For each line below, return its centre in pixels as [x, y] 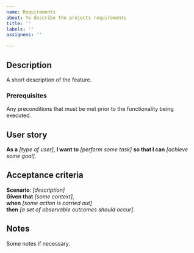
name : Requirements [31, 12]
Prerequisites [27, 96]
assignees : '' [24, 35]
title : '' [19, 23]
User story [27, 134]
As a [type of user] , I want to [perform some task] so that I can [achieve [97, 149]
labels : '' [20, 29]
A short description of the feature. [49, 80]
